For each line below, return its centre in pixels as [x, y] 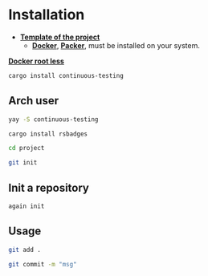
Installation [47, 15]
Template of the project [60, 37]
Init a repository [49, 187]
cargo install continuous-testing [66, 75]
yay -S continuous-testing [53, 119]
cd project [27, 148]
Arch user [34, 101]
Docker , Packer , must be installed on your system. [116, 45]
